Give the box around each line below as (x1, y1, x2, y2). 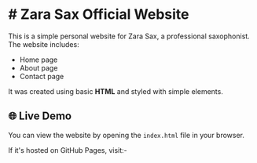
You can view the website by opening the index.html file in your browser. (8, 130, 245, 139)
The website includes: (8, 39, 80, 49)
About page (19, 63, 58, 72)
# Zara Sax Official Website (8, 5, 189, 24)
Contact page (19, 71, 64, 81)
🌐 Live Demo (8, 110, 72, 123)
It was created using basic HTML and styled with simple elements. (8, 86, 224, 96)
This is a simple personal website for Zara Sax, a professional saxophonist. (8, 31, 250, 41)
